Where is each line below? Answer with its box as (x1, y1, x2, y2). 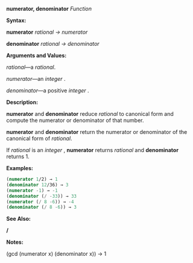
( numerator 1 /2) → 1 (6, 176, 59, 182)
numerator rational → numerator (6, 28, 88, 36)
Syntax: (6, 17, 27, 24)
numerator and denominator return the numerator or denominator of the (6, 128, 188, 135)
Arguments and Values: (6, 52, 67, 59)
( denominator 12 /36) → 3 (6, 182, 69, 188)
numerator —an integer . (6, 75, 66, 82)
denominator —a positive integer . (6, 87, 89, 94)
